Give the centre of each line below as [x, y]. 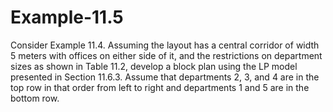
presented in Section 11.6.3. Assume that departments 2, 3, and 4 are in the [165, 77]
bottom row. [35, 98]
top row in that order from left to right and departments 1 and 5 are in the [160, 87]
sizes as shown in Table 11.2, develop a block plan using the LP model [154, 66]
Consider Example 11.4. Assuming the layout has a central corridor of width [165, 45]
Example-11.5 [67, 17]
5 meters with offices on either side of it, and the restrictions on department [166, 55]
